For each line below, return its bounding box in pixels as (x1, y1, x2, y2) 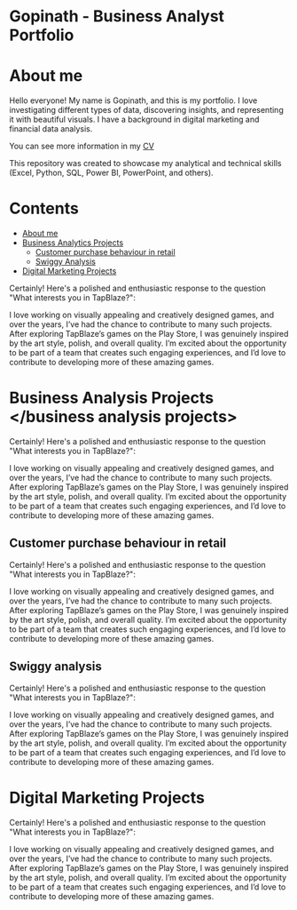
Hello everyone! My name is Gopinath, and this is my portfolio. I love (9, 95, 258, 106)
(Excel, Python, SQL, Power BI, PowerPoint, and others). (9, 167, 215, 179)
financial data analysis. (9, 124, 93, 134)
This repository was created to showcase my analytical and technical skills (9, 158, 282, 169)
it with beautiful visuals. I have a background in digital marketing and (9, 114, 260, 125)
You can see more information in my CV (9, 140, 155, 152)
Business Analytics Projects (21, 237, 124, 248)
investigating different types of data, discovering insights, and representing (9, 105, 284, 116)
